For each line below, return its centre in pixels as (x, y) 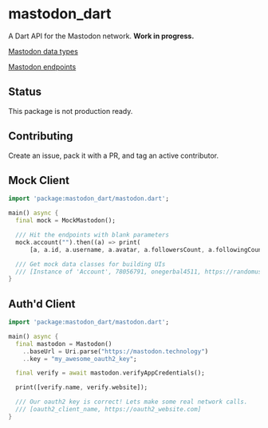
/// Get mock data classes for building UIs (91, 264)
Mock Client (39, 180)
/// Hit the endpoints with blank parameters (93, 235)
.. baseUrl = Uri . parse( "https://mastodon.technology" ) (116, 351)
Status (25, 92)
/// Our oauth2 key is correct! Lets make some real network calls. (132, 402)
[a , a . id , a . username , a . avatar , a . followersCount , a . (122, 249)
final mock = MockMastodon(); (65, 221)
